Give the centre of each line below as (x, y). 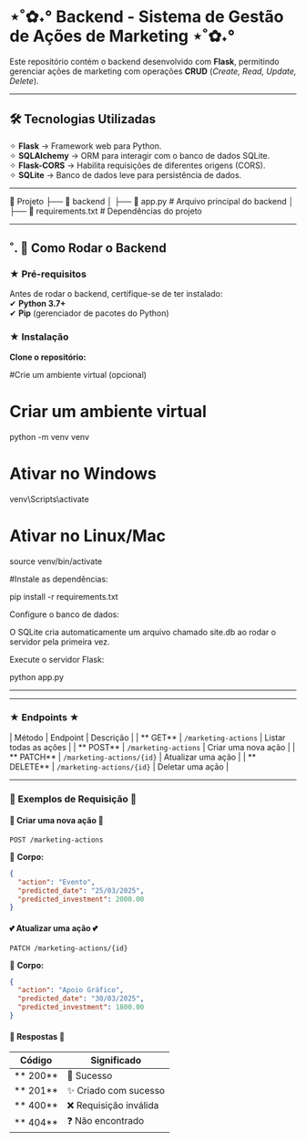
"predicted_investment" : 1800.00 (81, 1007)
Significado (116, 1061)
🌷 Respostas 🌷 (37, 1036)
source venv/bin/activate (56, 561)
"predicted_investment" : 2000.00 (81, 899)
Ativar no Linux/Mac (88, 535)
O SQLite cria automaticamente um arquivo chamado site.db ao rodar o (143, 632)
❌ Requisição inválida (113, 1105)
